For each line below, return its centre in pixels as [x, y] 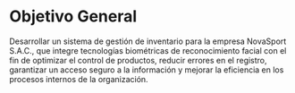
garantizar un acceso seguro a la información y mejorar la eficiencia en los [147, 70]
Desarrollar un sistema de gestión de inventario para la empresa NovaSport [148, 41]
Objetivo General [73, 17]
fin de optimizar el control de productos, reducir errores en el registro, [138, 60]
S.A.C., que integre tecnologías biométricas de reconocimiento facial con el [148, 50]
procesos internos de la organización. [79, 79]
